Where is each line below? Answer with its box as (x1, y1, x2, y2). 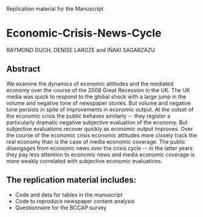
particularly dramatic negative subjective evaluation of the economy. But (6, 118, 188, 126)
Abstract (6, 64, 41, 75)
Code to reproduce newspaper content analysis (15, 197, 135, 205)
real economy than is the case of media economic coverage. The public (6, 138, 186, 145)
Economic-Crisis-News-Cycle (6, 27, 162, 40)
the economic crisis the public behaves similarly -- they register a (6, 112, 171, 119)
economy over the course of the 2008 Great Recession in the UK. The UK (6, 86, 190, 93)
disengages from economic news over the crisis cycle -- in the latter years (6, 144, 193, 152)
